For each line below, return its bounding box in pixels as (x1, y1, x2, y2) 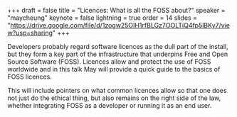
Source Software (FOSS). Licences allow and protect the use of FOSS (7, 57, 211, 66)
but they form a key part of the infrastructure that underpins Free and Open (7, 50, 228, 58)
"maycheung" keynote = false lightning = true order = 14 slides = (7, 13, 198, 22)
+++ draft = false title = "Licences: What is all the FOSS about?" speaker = (7, 6, 226, 14)
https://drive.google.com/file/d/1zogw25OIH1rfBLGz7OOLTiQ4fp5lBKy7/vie (10, 21, 230, 29)
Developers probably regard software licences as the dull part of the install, (7, 43, 229, 50)
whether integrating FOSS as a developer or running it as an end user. (7, 101, 212, 109)
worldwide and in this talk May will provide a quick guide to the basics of (7, 65, 221, 73)
